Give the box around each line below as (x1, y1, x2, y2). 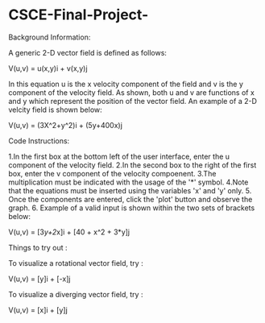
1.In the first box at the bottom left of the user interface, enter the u (8, 151, 230, 161)
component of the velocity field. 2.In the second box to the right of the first (8, 159, 257, 170)
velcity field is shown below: (8, 105, 102, 114)
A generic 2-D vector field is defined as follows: (8, 48, 168, 57)
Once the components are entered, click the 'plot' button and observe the (8, 194, 253, 204)
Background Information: (8, 32, 91, 42)
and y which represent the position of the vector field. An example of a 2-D (8, 96, 258, 106)
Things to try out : (8, 242, 68, 252)
